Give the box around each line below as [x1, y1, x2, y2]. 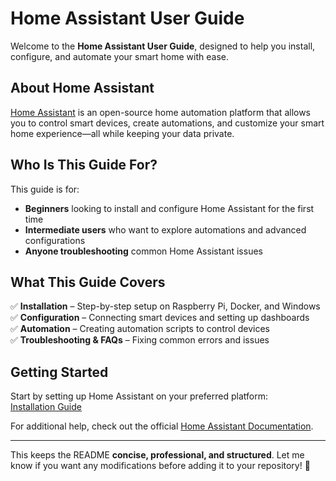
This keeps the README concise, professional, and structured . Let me [10, 449, 305, 461]
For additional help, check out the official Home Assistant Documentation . [10, 420, 314, 432]
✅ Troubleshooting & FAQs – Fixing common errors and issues [10, 334, 270, 346]
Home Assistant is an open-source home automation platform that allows [10, 106, 312, 118]
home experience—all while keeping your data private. [10, 127, 235, 139]
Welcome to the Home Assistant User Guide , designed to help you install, [10, 40, 316, 52]
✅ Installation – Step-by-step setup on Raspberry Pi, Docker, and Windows [10, 300, 321, 312]
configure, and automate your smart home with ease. [10, 50, 229, 62]
